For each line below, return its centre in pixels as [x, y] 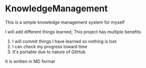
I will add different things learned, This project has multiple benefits [73, 32]
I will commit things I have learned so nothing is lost [64, 41]
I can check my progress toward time [49, 46]
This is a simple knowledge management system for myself [65, 22]
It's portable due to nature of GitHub [49, 52]
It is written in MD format [30, 61]
